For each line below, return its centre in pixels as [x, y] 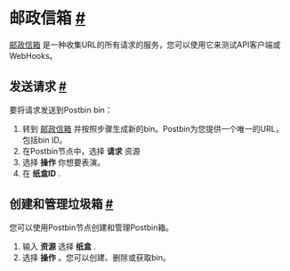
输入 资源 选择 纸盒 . [59, 246]
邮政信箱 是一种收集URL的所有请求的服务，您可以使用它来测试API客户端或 [145, 45]
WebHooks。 [33, 55]
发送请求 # [38, 87]
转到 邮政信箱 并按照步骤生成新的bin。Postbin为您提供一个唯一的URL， [153, 128]
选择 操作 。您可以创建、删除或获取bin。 [96, 257]
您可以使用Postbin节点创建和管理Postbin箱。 [91, 227]
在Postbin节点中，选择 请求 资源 [81, 151]
